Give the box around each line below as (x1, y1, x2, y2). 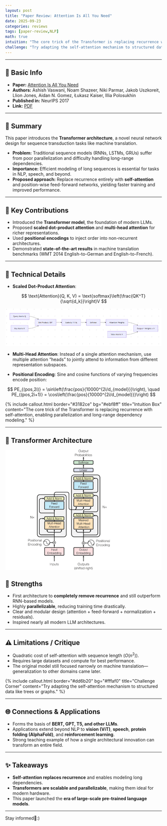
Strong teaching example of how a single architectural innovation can (12, 736, 155, 742)
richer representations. (12, 230, 60, 236)
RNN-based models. (12, 598, 55, 604)
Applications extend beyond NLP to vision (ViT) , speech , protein (12, 726, 147, 732)
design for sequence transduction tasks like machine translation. (5, 140, 138, 146)
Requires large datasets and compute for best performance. (12, 657, 135, 664)
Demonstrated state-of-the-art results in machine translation (12, 246, 139, 252)
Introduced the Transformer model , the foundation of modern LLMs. (12, 219, 153, 225)
